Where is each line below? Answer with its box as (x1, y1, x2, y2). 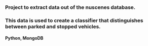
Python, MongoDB (5, 35, 43, 41)
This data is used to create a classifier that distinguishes (5, 17, 144, 23)
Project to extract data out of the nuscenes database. (5, 4, 136, 11)
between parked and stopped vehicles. (5, 23, 101, 30)
